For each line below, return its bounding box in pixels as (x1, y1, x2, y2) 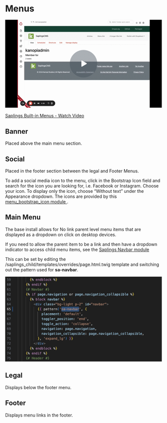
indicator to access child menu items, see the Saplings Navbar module (5, 247, 150, 253)
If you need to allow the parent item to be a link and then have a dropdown (5, 241, 158, 247)
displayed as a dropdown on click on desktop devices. (5, 232, 117, 238)
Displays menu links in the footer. (5, 412, 73, 418)
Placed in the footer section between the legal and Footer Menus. (5, 168, 139, 174)
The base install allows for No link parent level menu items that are (5, 226, 141, 232)
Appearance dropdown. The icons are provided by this (5, 193, 117, 199)
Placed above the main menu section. (5, 140, 82, 147)
